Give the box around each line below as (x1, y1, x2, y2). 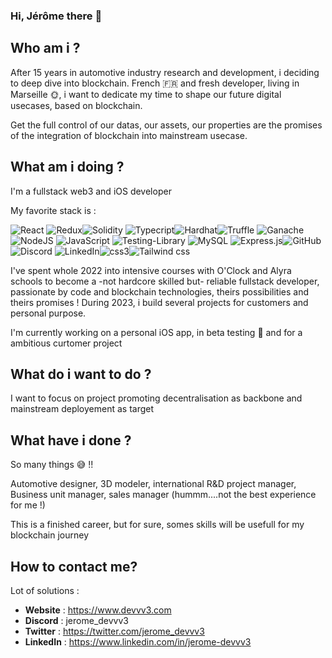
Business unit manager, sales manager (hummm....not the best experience (10, 489, 317, 501)
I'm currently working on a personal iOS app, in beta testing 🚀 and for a (10, 326, 303, 338)
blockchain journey (10, 529, 90, 541)
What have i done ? (10, 432, 132, 449)
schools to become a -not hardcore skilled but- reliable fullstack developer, (10, 275, 320, 287)
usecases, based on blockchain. (10, 99, 143, 111)
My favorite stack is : (10, 204, 97, 216)
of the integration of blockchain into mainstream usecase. (10, 129, 248, 141)
